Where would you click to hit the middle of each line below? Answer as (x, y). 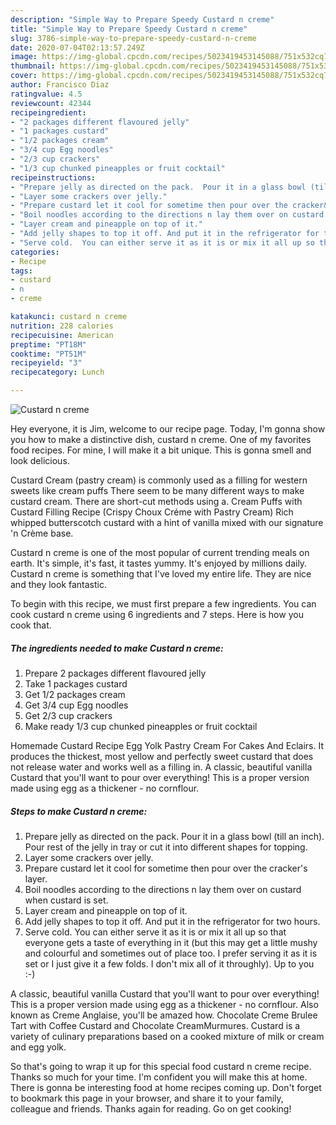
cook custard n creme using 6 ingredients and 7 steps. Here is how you (157, 614)
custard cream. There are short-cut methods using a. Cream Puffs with (156, 501)
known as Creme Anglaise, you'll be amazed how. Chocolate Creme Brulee (164, 1015)
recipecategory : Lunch (57, 372)
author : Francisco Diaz (60, 85)
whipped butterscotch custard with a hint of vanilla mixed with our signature (167, 522)
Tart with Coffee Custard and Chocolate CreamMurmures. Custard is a (155, 1025)
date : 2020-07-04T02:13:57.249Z (77, 47)
